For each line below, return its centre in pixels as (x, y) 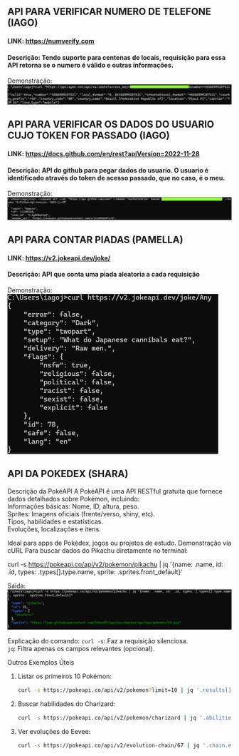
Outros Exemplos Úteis (41, 663)
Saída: (17, 586)
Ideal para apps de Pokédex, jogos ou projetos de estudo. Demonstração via (119, 543)
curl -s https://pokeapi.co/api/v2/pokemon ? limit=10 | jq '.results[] (124, 690)
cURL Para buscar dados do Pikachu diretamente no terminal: (98, 550)
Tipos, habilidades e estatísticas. (55, 521)
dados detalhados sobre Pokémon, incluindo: (74, 499)
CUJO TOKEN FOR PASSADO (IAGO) (89, 136)
